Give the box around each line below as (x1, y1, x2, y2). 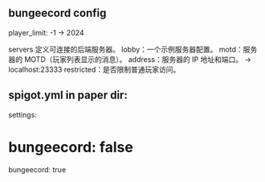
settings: (8, 110, 38, 119)
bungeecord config (8, 6, 107, 20)
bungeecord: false (8, 138, 134, 156)
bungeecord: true (8, 164, 67, 174)
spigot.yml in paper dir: (8, 89, 128, 102)
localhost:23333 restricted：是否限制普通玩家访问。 (8, 64, 181, 74)
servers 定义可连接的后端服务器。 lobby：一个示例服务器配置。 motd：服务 (8, 44, 258, 54)
